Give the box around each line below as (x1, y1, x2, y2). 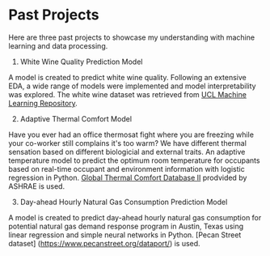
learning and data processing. (8, 41, 108, 50)
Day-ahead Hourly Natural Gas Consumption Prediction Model (19, 197, 228, 207)
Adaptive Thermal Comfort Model (19, 113, 132, 123)
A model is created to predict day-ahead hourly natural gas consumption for (8, 212, 262, 222)
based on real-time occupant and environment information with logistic (8, 164, 245, 173)
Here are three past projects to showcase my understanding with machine (8, 32, 255, 42)
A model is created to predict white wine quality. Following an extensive (8, 72, 247, 82)
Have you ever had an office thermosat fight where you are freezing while (8, 130, 255, 139)
